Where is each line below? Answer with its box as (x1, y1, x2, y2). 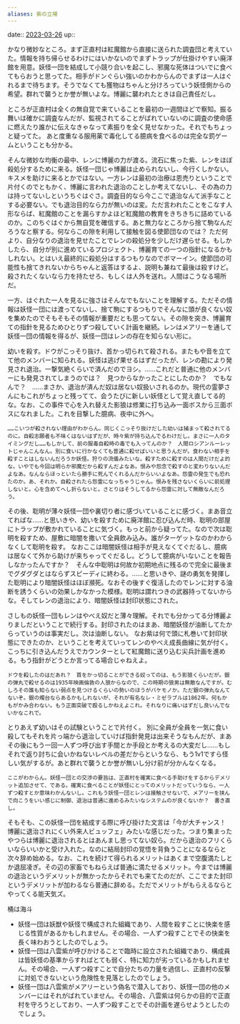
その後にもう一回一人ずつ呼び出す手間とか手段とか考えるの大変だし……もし (7, 740, 231, 749)
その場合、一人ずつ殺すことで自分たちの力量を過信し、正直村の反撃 (30, 964, 231, 973)
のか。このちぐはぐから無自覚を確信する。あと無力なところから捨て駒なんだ (7, 218, 233, 227)
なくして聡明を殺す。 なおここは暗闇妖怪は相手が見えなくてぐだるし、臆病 (7, 542, 227, 551)
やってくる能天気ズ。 (7, 889, 70, 898)
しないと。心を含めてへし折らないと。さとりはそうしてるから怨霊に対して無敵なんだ (7, 485, 220, 493)
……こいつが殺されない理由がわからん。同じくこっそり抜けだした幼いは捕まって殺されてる (7, 424, 231, 432)
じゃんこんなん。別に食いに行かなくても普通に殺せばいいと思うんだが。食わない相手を (12, 447, 231, 454)
